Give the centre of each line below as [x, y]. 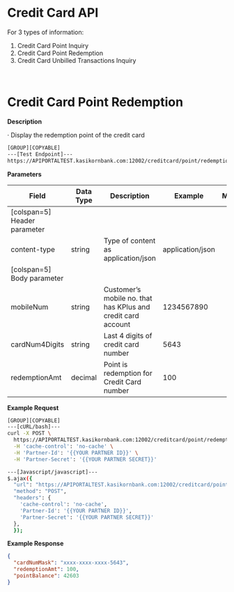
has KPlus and [127, 307]
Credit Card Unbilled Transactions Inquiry [77, 60]
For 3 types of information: [46, 32]
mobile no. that [128, 298]
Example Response [36, 544]
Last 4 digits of [128, 335]
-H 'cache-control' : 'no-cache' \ [63, 446]
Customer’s [122, 289]
